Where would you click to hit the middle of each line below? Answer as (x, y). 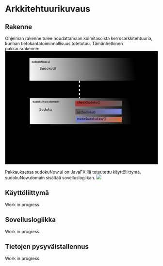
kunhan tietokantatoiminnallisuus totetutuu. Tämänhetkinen (64, 44)
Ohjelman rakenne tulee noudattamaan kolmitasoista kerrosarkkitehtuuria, (79, 38)
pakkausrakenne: (22, 49)
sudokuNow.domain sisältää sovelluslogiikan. (50, 178)
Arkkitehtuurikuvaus (48, 9)
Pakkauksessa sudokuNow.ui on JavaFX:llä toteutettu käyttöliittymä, (73, 172)
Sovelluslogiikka (30, 220)
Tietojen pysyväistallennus (47, 247)
